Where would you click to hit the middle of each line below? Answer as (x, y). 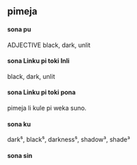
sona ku (19, 124)
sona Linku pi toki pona (42, 92)
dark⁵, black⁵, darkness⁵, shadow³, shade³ (69, 140)
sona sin (20, 155)
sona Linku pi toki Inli (38, 61)
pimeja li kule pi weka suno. (47, 108)
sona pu (19, 29)
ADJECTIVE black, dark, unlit (49, 45)
